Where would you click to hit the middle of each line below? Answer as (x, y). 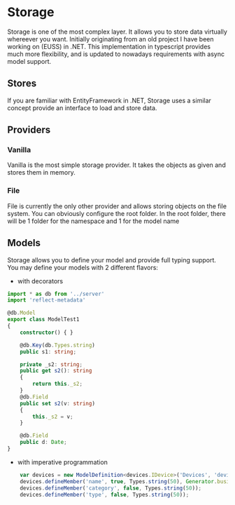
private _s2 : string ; (51, 364)
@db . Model (22, 313)
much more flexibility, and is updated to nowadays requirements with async (116, 54)
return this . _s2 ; (57, 384)
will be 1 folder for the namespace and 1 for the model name (93, 221)
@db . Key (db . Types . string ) (58, 345)
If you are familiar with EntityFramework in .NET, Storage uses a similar (109, 100)
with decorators (40, 281)
